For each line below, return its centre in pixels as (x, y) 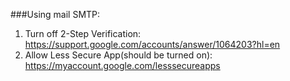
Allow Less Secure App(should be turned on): (118, 55)
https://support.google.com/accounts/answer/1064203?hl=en (152, 44)
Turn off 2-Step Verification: (83, 33)
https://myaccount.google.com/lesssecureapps (122, 65)
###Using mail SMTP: (55, 14)
